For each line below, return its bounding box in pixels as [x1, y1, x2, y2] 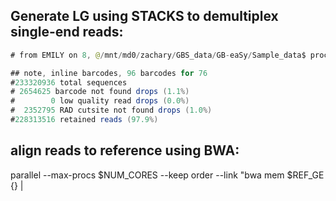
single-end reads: [10, 24, 124, 41]
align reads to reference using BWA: [10, 142, 240, 159]
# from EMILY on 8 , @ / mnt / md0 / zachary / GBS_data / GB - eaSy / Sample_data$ [10, 50, 307, 60]
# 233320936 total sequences [10, 77, 128, 88]
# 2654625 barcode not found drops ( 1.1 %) [10, 87, 190, 97]
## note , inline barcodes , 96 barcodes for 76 [10, 68, 208, 78]
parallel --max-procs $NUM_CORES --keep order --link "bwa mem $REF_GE [10, 169, 325, 181]
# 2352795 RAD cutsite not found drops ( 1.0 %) [10, 105, 213, 116]
